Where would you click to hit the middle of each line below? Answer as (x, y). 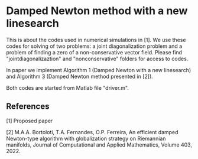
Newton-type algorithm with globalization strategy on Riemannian (86, 138)
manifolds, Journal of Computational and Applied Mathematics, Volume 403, (99, 145)
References (28, 107)
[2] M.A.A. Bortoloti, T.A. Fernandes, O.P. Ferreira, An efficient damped (92, 132)
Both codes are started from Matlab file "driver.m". (67, 87)
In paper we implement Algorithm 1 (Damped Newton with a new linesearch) (99, 70)
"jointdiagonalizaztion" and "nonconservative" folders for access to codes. (97, 59)
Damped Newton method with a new (97, 11)
